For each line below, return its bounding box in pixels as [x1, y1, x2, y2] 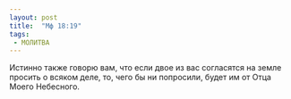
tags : [9, 29, 30, 38]
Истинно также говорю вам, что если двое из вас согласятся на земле [9, 62, 282, 73]
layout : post [9, 12, 58, 22]
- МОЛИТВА [13, 37, 50, 47]
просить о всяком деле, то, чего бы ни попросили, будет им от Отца [9, 72, 271, 83]
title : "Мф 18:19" [9, 21, 82, 30]
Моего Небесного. [9, 81, 81, 92]
